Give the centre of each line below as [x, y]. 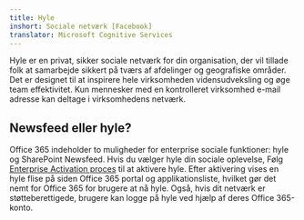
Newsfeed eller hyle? [71, 128]
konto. [21, 208]
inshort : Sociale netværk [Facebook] [81, 26]
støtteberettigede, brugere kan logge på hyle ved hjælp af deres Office [142, 198]
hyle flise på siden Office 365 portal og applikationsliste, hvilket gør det [143, 179]
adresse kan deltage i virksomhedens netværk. [98, 99]
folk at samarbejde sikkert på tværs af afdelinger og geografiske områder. [148, 70]
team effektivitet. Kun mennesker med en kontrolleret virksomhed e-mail [145, 90]
